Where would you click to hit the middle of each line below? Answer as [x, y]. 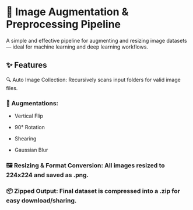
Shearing [25, 139]
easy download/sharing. [41, 200]
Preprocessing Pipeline [64, 24]
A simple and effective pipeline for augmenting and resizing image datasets [97, 40]
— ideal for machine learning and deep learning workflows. [77, 47]
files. [12, 88]
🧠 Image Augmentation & [67, 12]
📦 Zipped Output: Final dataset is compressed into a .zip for [93, 191]
